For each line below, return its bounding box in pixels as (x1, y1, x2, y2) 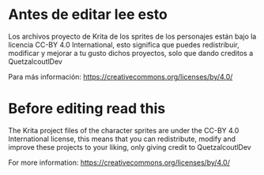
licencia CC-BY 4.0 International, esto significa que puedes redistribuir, (8, 39, 239, 49)
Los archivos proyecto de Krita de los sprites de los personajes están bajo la (8, 32, 257, 41)
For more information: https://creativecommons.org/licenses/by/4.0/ (8, 158, 231, 167)
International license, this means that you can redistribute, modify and (8, 134, 236, 143)
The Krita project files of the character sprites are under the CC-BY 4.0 (8, 125, 239, 135)
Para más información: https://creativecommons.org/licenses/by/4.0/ (8, 72, 233, 81)
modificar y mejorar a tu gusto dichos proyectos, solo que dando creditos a (8, 48, 254, 58)
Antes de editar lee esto (8, 6, 168, 24)
